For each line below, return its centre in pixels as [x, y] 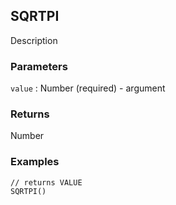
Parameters [39, 66]
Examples [35, 162]
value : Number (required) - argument [88, 88]
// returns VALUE [46, 182]
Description [34, 40]
